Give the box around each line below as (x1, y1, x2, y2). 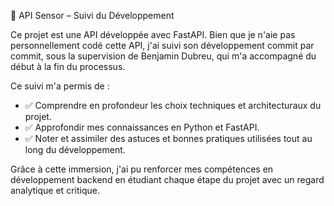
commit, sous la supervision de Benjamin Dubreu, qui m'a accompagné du (10, 50, 317, 62)
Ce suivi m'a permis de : (10, 80, 110, 92)
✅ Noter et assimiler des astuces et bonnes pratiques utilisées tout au (24, 133, 313, 144)
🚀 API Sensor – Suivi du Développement (10, 10, 175, 21)
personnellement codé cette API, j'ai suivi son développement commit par (10, 40, 315, 51)
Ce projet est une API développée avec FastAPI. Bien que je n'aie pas (10, 29, 296, 40)
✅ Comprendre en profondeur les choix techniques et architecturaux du (24, 100, 322, 111)
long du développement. (24, 144, 126, 155)
